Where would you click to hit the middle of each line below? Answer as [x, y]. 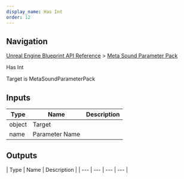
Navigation [27, 41]
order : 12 [19, 17]
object [18, 125]
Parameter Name [56, 134]
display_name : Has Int [34, 12]
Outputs [22, 155]
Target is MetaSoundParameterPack [51, 79]
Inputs [19, 98]
